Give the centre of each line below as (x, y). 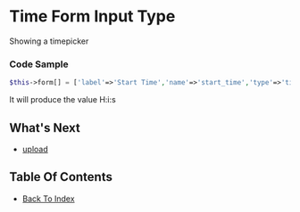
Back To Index (48, 199)
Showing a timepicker (49, 41)
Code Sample (39, 64)
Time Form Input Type (92, 16)
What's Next (45, 128)
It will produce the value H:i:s (62, 100)
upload (35, 149)
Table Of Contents (61, 177)
